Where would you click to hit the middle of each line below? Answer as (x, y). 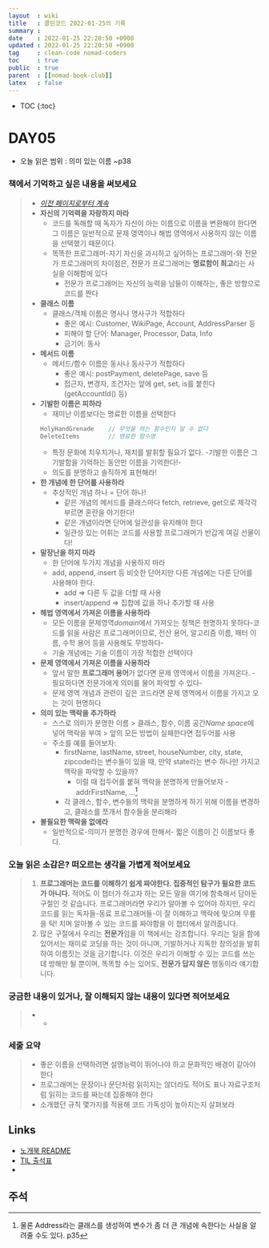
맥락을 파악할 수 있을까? (101, 772)
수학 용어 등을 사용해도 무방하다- (113, 643)
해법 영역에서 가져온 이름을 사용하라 (95, 613)
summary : (25, 30)
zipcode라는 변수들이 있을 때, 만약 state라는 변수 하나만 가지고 (162, 762)
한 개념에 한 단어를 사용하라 (82, 483)
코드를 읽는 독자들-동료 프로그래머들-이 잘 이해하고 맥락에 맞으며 (141, 914)
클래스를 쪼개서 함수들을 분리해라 (126, 812)
